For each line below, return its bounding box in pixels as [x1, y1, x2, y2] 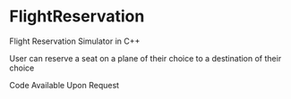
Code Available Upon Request [9, 79, 119, 90]
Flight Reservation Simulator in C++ [9, 36, 141, 46]
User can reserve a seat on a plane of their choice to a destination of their [9, 53, 282, 63]
